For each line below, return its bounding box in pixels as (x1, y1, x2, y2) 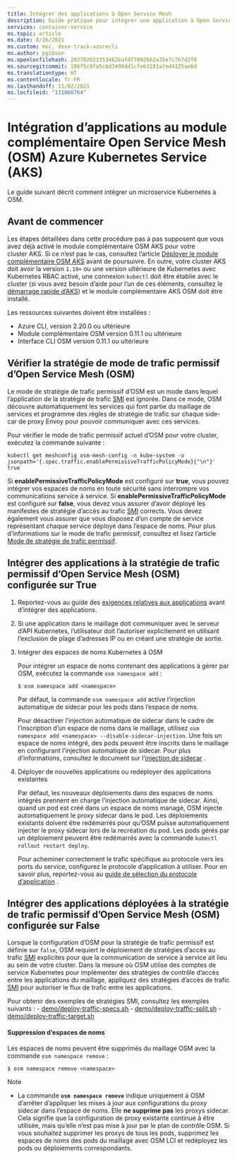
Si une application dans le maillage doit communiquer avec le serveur (17, 619, 220, 627)
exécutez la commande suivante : (7, 438, 105, 447)
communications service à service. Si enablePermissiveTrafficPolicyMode (7, 491, 226, 500)
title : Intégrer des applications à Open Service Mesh (7, 10, 172, 18)
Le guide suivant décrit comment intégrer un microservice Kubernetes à (7, 188, 217, 196)
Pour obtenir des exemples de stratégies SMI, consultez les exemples (7, 997, 209, 1006)
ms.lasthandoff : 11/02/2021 (7, 83, 90, 90)
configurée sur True (7, 579, 97, 591)
